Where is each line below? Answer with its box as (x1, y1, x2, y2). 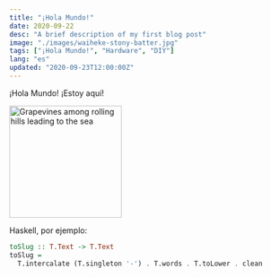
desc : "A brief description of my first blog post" (9, 30, 206, 39)
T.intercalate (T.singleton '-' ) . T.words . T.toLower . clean (17, 259, 263, 268)
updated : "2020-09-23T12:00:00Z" (9, 64, 135, 73)
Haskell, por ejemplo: (9, 225, 88, 236)
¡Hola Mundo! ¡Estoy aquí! (9, 87, 105, 99)
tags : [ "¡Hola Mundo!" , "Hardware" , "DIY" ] (9, 47, 175, 56)
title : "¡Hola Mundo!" (9, 13, 94, 22)
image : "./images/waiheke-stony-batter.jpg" (9, 38, 179, 48)
